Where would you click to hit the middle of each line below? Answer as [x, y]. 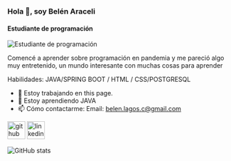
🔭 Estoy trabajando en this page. [65, 93]
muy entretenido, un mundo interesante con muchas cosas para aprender [115, 66]
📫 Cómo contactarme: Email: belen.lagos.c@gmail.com [99, 109]
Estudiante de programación [50, 28]
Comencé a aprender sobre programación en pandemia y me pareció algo [116, 58]
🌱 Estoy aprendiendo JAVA [57, 101]
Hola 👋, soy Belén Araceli [52, 11]
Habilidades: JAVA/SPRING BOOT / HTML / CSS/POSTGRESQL [99, 79]
